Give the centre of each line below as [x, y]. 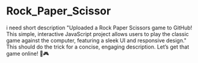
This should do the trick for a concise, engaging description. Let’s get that [98, 47]
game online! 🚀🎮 [28, 53]
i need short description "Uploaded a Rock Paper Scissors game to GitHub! [99, 28]
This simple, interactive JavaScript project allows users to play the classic [98, 34]
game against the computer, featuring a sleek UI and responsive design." [96, 40]
